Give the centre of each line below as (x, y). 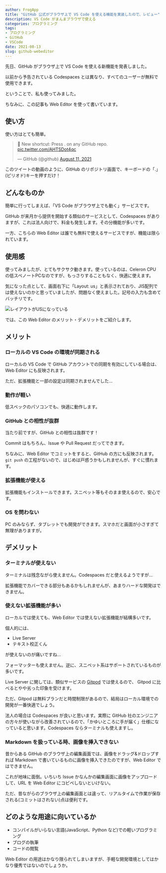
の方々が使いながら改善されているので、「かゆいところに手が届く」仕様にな (82, 721)
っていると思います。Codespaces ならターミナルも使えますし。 (70, 728)
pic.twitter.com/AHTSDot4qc (47, 149)
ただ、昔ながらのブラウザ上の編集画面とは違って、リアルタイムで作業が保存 (83, 793)
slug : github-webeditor (30, 51)
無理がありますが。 (25, 530)
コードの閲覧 (25, 848)
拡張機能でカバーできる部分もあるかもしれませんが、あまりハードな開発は (81, 585)
